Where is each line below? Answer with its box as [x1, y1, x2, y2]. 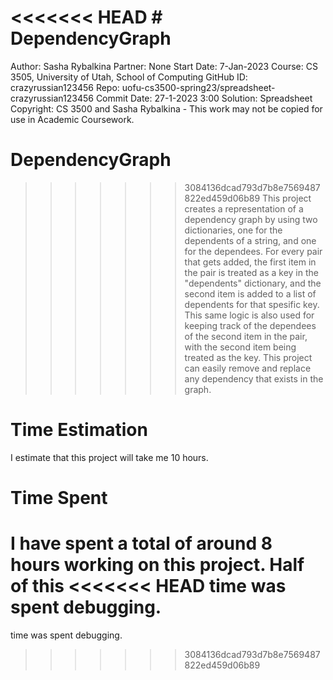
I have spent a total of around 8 [10, 532, 273, 555]
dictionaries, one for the [184, 224, 283, 236]
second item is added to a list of [184, 287, 317, 300]
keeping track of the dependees [184, 319, 317, 331]
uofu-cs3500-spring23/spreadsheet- [121, 81, 276, 93]
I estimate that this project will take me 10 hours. [10, 451, 209, 463]
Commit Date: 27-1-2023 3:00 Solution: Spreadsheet [95, 92, 313, 104]
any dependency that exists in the [184, 372, 324, 385]
